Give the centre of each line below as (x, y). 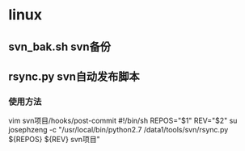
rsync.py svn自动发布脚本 (74, 76)
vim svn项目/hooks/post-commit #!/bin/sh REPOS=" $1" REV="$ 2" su (123, 121)
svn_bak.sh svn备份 (60, 46)
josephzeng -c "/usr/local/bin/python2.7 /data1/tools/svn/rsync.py (118, 130)
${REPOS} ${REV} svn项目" (54, 140)
